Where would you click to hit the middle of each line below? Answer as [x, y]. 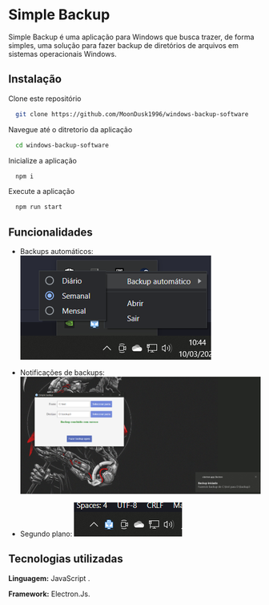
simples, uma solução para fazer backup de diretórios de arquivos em [123, 45]
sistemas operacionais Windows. [63, 54]
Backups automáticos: [56, 252]
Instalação [35, 79]
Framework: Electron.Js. [49, 594]
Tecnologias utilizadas [66, 559]
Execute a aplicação [42, 192]
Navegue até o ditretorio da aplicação [70, 129]
